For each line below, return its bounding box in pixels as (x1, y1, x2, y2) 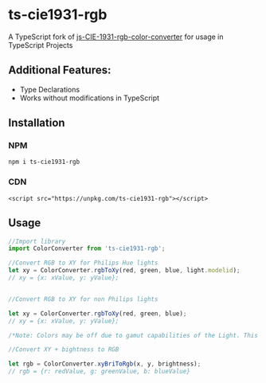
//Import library (8, 237, 66, 245)
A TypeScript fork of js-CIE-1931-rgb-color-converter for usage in (8, 32, 225, 41)
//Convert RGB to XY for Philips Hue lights (8, 259, 158, 268)
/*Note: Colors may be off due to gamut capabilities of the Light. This (8, 331, 259, 339)
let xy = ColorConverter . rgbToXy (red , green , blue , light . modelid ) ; (8, 267, 241, 275)
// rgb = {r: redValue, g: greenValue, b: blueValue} (8, 368, 191, 376)
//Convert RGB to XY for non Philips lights (8, 295, 158, 303)
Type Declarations (19, 84, 80, 94)
